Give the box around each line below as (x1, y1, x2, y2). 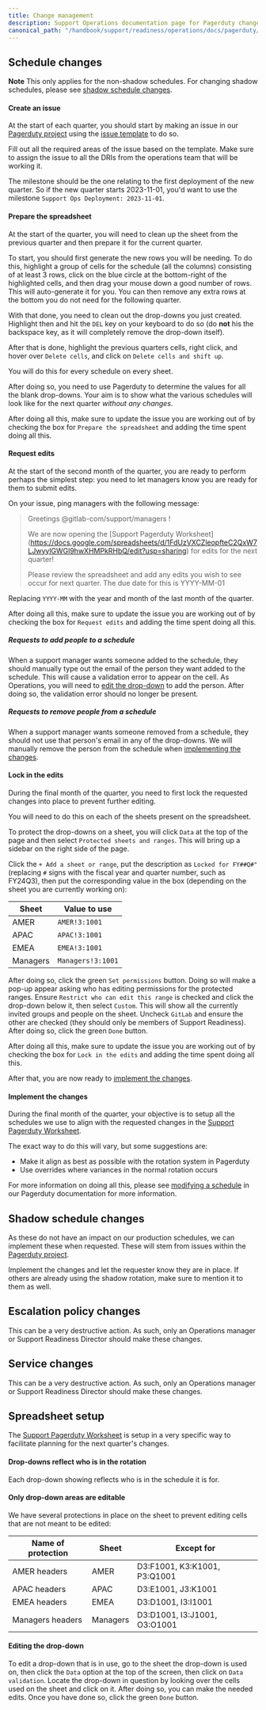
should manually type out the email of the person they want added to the (8, 663, 245, 673)
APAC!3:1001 (57, 930, 103, 939)
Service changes (8, 1357, 93, 1370)
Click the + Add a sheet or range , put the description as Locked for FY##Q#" (8, 859, 258, 868)
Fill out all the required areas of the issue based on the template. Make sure (8, 144, 254, 154)
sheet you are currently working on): (8, 884, 127, 894)
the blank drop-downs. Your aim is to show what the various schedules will (8, 389, 253, 400)
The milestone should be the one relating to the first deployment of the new (8, 177, 255, 186)
